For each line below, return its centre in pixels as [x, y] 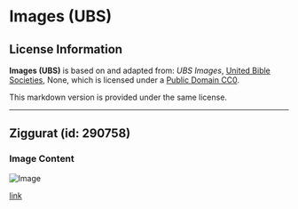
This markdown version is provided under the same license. [118, 97]
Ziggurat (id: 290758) [70, 134]
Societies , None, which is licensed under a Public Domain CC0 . [125, 80]
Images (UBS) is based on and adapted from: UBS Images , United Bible [140, 70]
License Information [66, 49]
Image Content [42, 159]
